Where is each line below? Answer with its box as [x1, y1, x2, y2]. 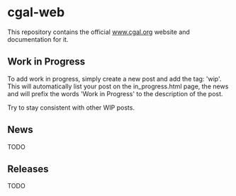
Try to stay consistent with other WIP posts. [7, 103, 135, 112]
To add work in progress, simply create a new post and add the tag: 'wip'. [7, 74, 222, 83]
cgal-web [7, 4, 65, 21]
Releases [7, 163, 49, 175]
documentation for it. [7, 35, 69, 43]
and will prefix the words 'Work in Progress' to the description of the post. [7, 89, 223, 98]
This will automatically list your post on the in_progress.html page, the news [7, 82, 229, 91]
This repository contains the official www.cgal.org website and [7, 28, 190, 36]
